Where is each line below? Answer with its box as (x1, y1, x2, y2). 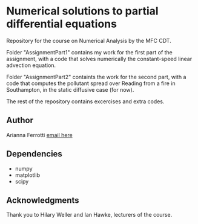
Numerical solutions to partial (6, 4, 159, 18)
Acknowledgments (6, 195, 80, 205)
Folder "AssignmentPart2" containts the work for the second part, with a (6, 73, 186, 80)
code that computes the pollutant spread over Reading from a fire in (6, 80, 176, 87)
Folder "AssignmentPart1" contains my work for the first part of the (6, 48, 173, 56)
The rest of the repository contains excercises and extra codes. (6, 98, 165, 105)
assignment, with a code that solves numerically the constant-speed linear (6, 55, 193, 62)
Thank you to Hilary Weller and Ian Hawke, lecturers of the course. (6, 211, 173, 219)
